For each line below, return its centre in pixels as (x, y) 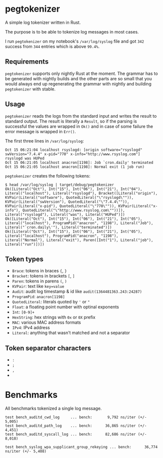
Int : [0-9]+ (23, 312)
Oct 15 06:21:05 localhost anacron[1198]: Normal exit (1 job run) (75, 167)
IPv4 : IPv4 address (31, 328)
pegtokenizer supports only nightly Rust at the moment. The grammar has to (81, 73)
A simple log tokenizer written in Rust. (43, 22)
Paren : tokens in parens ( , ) (39, 281)
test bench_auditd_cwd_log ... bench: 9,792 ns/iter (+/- (76, 417)
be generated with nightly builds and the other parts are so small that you (79, 78)
